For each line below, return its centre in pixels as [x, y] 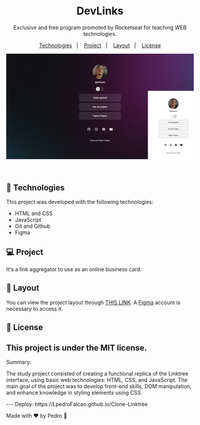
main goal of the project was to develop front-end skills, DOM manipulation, [99, 386]
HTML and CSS [34, 213]
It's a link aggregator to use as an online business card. [74, 269]
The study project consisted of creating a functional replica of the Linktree [97, 374]
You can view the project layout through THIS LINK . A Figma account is [93, 302]
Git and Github [32, 226]
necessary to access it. [35, 309]
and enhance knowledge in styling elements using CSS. [74, 393]
